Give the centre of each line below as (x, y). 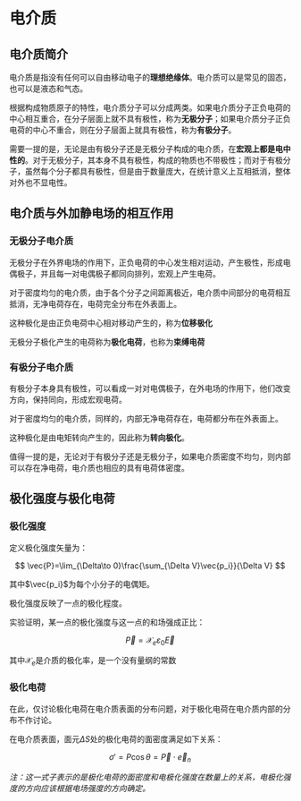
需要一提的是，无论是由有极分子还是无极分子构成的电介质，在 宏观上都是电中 (150, 149)
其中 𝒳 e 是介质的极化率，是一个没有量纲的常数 (93, 661)
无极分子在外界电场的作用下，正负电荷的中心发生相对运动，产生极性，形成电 (150, 262)
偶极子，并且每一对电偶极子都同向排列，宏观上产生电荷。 (115, 273)
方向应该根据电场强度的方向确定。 (87, 788)
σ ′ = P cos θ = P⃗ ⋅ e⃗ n (150, 758)
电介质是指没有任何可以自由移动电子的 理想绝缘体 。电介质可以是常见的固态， (150, 77)
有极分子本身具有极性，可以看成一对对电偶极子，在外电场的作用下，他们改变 (150, 388)
